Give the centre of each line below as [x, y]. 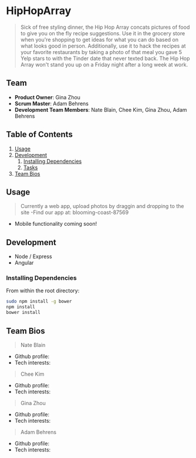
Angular [24, 263]
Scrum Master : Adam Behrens [52, 103]
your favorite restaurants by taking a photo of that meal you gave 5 [101, 52]
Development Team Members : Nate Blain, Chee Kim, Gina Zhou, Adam [101, 109]
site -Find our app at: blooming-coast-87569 [75, 212]
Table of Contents [40, 134]
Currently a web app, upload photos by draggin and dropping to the [102, 206]
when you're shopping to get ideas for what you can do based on [99, 39]
